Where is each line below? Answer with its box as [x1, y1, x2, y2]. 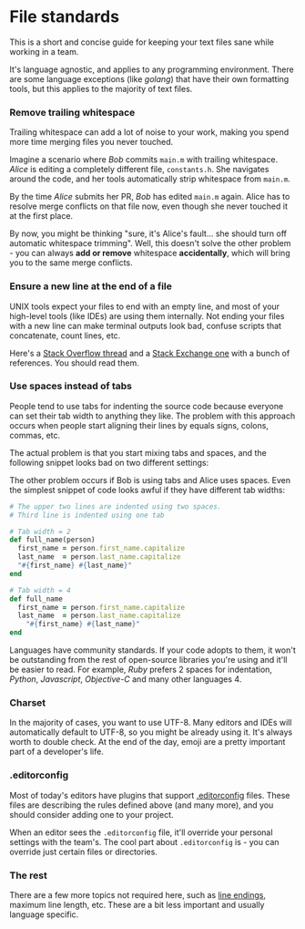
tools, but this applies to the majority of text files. [9, 83, 193, 94]
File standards [9, 6, 120, 27]
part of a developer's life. [9, 746, 105, 758]
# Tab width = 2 [9, 527, 71, 536]
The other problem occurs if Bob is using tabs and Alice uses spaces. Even [9, 474, 291, 485]
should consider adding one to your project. [9, 809, 175, 820]
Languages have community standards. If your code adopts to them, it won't [9, 645, 296, 655]
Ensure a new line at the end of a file [9, 280, 173, 293]
